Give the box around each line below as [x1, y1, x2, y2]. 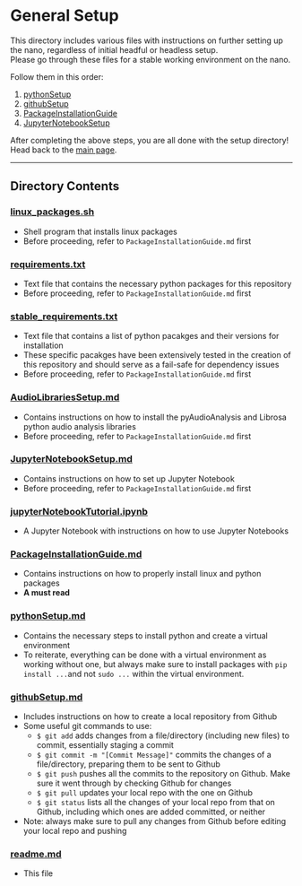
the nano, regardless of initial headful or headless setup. [10, 44, 219, 55]
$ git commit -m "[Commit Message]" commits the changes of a [36, 750, 272, 760]
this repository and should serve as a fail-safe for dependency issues [22, 360, 280, 370]
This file [22, 868, 53, 879]
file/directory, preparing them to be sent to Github [36, 759, 220, 769]
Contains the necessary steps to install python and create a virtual [22, 630, 268, 641]
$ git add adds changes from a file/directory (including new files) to [36, 730, 290, 741]
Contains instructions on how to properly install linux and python [22, 569, 262, 579]
